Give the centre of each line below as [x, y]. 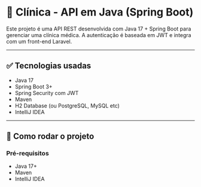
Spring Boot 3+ [33, 87]
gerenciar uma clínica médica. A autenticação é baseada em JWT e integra [99, 35]
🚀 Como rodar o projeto [50, 137]
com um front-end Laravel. [39, 41]
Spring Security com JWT [47, 93]
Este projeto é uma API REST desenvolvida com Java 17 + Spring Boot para [99, 29]
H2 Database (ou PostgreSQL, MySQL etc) [67, 105]
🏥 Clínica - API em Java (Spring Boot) [100, 12]
